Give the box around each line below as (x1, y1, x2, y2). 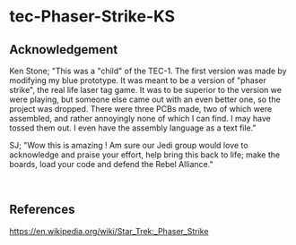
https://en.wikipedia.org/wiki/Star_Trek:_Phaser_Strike (9, 225, 209, 236)
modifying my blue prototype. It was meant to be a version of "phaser (9, 75, 266, 86)
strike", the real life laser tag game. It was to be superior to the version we (9, 85, 283, 95)
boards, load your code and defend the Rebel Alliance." (9, 159, 213, 169)
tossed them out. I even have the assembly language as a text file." (9, 122, 257, 133)
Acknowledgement (9, 42, 118, 57)
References (9, 202, 75, 217)
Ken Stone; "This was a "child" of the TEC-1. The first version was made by (9, 65, 287, 76)
